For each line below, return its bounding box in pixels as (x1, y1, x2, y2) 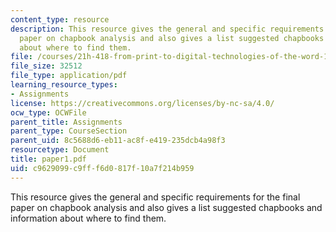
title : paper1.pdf (10, 154, 87, 164)
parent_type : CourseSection (10, 126, 128, 136)
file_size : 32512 (10, 61, 83, 71)
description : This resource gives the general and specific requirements (10, 24, 325, 34)
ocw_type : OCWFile (10, 107, 87, 118)
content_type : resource (10, 14, 110, 25)
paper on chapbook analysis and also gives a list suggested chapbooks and (10, 201, 323, 213)
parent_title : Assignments (10, 117, 123, 127)
